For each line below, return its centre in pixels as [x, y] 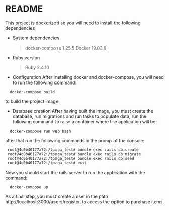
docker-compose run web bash [40, 131]
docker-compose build [33, 92]
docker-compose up [29, 187]
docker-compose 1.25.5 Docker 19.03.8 [66, 48]
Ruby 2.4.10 [37, 67]
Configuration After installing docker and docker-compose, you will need [88, 77]
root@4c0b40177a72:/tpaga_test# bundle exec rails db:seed [71, 158]
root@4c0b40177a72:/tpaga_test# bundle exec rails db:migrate [74, 154]
